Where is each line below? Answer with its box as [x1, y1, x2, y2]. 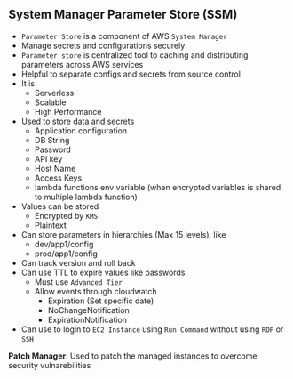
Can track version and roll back [20, 257, 136, 268]
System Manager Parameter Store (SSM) [8, 7, 238, 22]
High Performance [34, 106, 102, 117]
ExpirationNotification [47, 314, 128, 325]
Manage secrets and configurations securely [20, 40, 186, 51]
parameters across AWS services [20, 59, 144, 69]
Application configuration [34, 125, 128, 136]
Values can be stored [20, 200, 99, 212]
